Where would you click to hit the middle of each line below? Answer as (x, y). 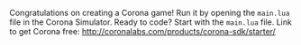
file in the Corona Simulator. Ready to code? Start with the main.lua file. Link (151, 22)
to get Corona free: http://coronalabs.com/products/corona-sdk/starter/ (143, 31)
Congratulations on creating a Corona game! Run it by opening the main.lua (150, 13)
